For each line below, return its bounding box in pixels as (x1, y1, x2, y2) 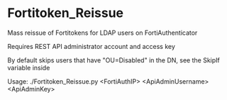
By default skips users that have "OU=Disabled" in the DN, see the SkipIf (7, 55, 220, 65)
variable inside (7, 63, 50, 72)
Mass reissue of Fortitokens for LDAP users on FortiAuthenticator (7, 28, 198, 37)
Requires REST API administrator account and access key (7, 42, 176, 50)
